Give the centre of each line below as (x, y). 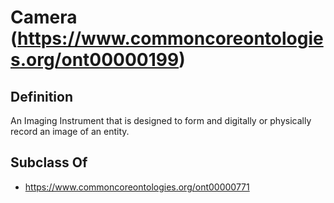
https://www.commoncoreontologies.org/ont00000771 (137, 187)
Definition (41, 96)
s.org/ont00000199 (95, 60)
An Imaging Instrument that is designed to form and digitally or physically (161, 120)
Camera (44, 17)
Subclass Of (49, 162)
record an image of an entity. (70, 131)
